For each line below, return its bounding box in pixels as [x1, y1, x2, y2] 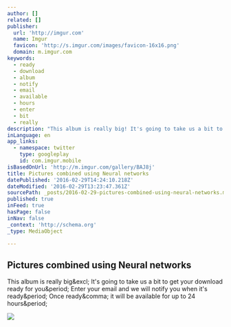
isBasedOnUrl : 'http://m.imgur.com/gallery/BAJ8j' [7, 163, 155, 171]
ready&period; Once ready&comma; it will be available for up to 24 [7, 292, 196, 300]
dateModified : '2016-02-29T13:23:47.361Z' [7, 183, 131, 190]
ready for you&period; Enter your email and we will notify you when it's [7, 285, 208, 293]
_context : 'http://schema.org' [7, 221, 97, 228]
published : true [7, 196, 54, 203]
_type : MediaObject [7, 228, 63, 235]
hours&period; [7, 299, 48, 308]
